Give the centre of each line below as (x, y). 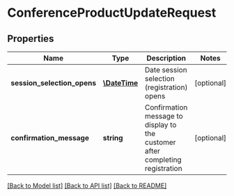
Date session (166, 70)
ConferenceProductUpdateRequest (112, 13)
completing (164, 160)
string (113, 138)
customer (161, 142)
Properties (31, 39)
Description (166, 58)
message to (164, 116)
